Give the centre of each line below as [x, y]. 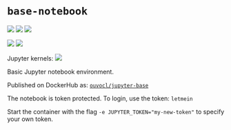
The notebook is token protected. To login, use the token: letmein [100, 98]
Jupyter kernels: [30, 58]
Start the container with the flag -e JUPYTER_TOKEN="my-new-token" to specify [116, 111]
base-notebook [48, 11]
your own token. [30, 119]
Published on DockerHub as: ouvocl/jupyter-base [78, 85]
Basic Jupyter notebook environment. [60, 72]
